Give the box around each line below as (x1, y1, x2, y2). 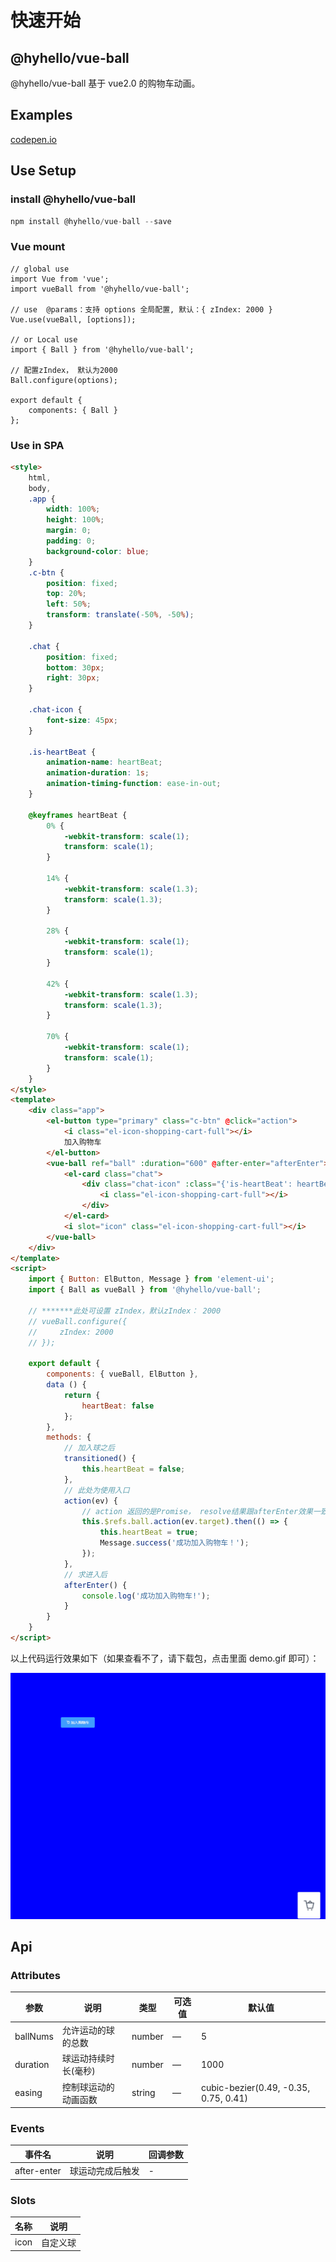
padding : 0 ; (46, 536, 97, 546)
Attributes (10, 1969, 61, 1983)
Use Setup (10, 162, 77, 180)
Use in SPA (10, 438, 65, 452)
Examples (10, 107, 73, 124)
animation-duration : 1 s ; (46, 768, 150, 778)
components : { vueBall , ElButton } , (46, 1369, 199, 1380)
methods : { (46, 1432, 92, 1443)
